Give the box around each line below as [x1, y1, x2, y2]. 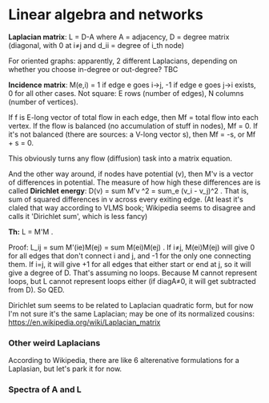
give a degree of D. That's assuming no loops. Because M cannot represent [8, 268, 258, 277]
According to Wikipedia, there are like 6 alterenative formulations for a [8, 356, 240, 365]
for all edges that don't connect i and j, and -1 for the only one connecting [8, 250, 251, 261]
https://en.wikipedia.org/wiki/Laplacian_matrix [8, 317, 161, 327]
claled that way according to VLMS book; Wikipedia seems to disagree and [8, 202, 256, 213]
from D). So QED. [8, 285, 65, 294]
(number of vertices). [8, 97, 78, 106]
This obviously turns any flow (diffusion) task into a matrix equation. [8, 154, 232, 163]
